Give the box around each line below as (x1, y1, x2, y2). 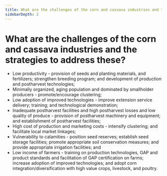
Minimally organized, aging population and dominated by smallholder (12, 86, 154, 92)
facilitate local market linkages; (12, 128, 76, 134)
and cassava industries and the (5, 44, 138, 55)
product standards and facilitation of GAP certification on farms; (12, 155, 144, 161)
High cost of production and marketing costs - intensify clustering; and (12, 123, 158, 129)
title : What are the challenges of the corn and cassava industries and (5, 7, 159, 12)
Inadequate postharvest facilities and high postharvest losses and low (12, 108, 156, 114)
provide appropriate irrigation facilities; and (12, 144, 101, 150)
